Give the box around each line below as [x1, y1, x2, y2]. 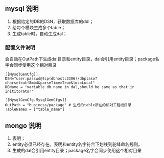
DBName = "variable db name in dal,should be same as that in [5, 85, 135, 90]
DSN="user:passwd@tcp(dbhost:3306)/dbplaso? [5, 76, 97, 81]
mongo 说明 [5, 121, 42, 130]
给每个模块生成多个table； [12, 24, 66, 30]
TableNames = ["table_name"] [5, 107, 65, 112]
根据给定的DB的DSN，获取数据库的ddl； [12, 19, 94, 24]
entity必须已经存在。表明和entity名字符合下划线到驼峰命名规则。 [12, 141, 143, 147]
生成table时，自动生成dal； [12, 31, 68, 37]
